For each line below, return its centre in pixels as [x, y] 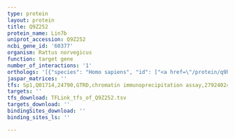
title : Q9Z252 [28, 26]
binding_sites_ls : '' [39, 117]
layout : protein [31, 20]
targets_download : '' [39, 105]
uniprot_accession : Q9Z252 [47, 40]
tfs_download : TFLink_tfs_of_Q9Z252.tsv [67, 98]
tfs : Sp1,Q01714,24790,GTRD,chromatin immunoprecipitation [95, 85]
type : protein [28, 14]
